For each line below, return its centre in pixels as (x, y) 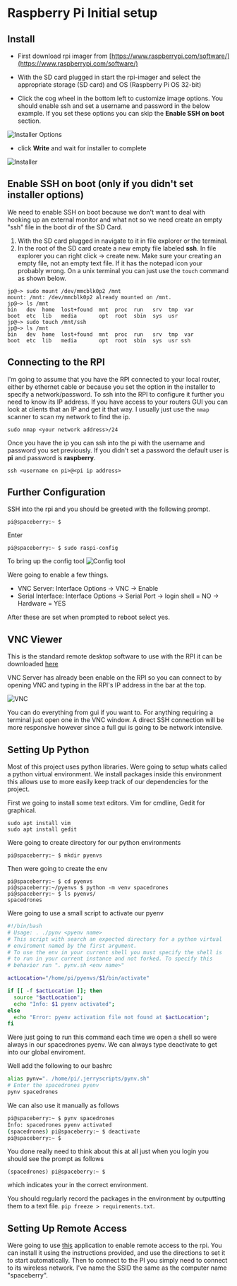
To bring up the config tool (46, 561)
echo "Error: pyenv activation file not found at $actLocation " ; (112, 1017)
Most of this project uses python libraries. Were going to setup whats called (117, 767)
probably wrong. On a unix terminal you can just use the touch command (123, 270)
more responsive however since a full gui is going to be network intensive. (115, 728)
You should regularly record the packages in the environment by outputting (116, 1198)
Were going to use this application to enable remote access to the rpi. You (115, 1245)
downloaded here (33, 664)
